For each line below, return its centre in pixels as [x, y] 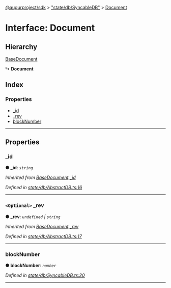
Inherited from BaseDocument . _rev [42, 226]
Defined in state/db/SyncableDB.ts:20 [45, 275]
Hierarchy [21, 47]
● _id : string [19, 168]
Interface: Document [50, 28]
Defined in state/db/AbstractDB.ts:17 [44, 236]
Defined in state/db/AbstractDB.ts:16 [44, 188]
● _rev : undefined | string [33, 217]
